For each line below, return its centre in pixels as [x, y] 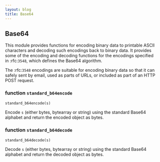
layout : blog [18, 9]
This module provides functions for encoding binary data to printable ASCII [80, 45]
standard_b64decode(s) [28, 140]
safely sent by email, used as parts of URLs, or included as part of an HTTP [80, 75]
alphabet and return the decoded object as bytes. [55, 154]
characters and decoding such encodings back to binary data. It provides [78, 50]
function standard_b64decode [39, 130]
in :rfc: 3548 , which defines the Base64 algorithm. [54, 61]
